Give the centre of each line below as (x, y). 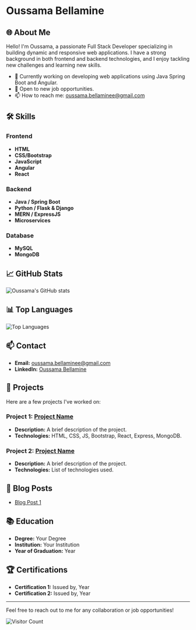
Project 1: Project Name (40, 416)
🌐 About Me (28, 32)
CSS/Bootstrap (33, 155)
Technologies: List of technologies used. (64, 470)
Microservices (32, 220)
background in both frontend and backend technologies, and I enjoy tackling (98, 59)
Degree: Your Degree (40, 538)
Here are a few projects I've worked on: (53, 401)
